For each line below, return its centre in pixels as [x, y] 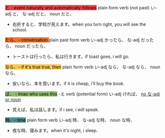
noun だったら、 [31, 46]
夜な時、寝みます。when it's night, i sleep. [55, 130]
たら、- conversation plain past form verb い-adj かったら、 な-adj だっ [77, 40]
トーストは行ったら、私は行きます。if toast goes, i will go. [71, 56]
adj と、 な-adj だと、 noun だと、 [40, 14]
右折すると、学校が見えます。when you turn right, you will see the [79, 24]
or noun [13, 99]
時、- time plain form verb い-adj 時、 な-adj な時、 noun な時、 [70, 120]
